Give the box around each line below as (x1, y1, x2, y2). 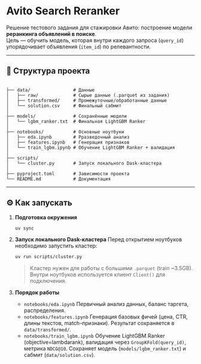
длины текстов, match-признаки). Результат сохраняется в (23, 320, 175, 327)
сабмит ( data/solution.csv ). (23, 351, 96, 359)
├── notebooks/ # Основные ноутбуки (6, 129, 124, 135)
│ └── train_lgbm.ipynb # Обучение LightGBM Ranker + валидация (6, 145, 175, 151)
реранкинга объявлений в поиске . (6, 30, 97, 37)
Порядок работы (14, 289, 60, 296)
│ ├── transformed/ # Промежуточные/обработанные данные (6, 97, 167, 103)
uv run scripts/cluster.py (14, 254, 83, 260)
